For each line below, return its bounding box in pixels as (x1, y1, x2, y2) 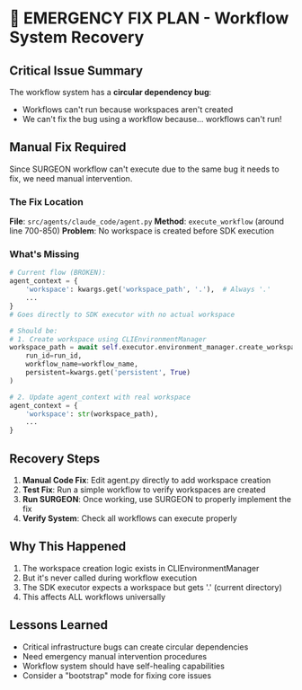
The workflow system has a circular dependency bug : (9, 87, 212, 97)
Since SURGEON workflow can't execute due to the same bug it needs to (9, 164, 280, 174)
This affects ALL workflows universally (22, 591, 166, 602)
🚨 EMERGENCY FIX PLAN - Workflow (9, 8, 289, 29)
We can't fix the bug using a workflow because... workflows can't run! (22, 114, 282, 124)
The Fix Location (9, 195, 84, 208)
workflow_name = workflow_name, (25, 359, 139, 369)
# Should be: (9, 326, 58, 335)
